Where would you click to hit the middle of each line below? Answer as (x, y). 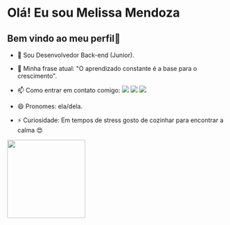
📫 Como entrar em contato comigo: (69, 90)
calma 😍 (30, 130)
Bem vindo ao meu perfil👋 (64, 39)
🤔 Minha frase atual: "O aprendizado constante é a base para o (107, 68)
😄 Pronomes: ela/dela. (50, 106)
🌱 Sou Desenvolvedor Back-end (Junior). (76, 55)
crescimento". (37, 76)
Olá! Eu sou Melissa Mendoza (94, 13)
